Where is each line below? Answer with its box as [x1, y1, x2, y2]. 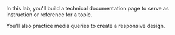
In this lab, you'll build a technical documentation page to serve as [6, 5, 169, 12]
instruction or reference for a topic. [6, 11, 93, 18]
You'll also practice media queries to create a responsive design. [6, 23, 165, 29]
